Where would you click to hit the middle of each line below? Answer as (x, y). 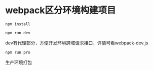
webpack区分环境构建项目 (61, 10)
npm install (18, 24)
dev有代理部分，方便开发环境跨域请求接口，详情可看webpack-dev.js (77, 43)
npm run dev (18, 33)
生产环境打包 (18, 62)
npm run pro (18, 52)
